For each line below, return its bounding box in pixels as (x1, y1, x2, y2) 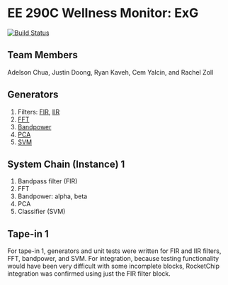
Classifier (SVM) (17, 208, 66, 216)
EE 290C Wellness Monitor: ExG (7, 5, 199, 21)
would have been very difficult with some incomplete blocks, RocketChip (7, 262, 220, 271)
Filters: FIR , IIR (17, 107, 60, 116)
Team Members (7, 49, 78, 61)
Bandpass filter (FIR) (17, 177, 78, 185)
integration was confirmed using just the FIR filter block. (7, 269, 171, 278)
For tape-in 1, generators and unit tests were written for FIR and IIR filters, (7, 247, 222, 255)
